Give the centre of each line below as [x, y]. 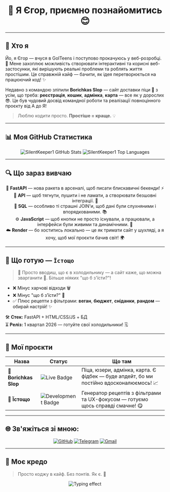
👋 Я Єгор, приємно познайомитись [85, 10]
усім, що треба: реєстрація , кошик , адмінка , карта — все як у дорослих [85, 95]
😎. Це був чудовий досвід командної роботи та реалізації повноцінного [83, 100]
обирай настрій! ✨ [32, 307]
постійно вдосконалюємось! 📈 [120, 383]
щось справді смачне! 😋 [112, 406]
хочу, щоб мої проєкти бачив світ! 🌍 [85, 238]
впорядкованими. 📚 [85, 212]
